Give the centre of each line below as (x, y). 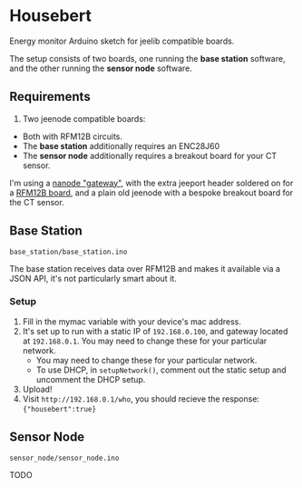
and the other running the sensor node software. (101, 68)
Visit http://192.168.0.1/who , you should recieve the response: (141, 398)
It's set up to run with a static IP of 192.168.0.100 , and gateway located (155, 331)
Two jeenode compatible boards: (84, 118)
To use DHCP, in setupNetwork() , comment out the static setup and (161, 370)
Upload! (37, 389)
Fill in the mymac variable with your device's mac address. (132, 321)
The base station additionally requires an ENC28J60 (121, 145)
